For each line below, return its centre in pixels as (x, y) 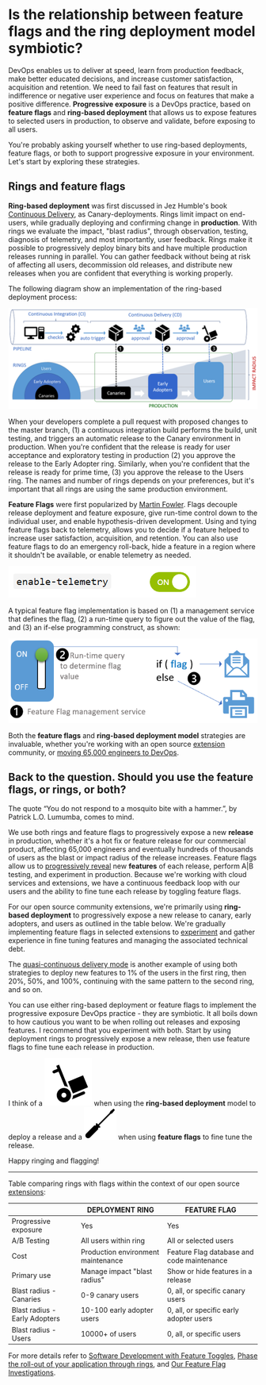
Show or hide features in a (209, 1271)
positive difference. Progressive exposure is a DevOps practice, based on (129, 104)
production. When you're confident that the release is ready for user (120, 447)
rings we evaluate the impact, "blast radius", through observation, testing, (128, 231)
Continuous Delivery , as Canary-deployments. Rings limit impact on (118, 214)
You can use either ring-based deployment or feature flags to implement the (133, 1005)
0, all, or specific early (203, 1310)
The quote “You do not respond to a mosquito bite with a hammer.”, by (123, 809)
